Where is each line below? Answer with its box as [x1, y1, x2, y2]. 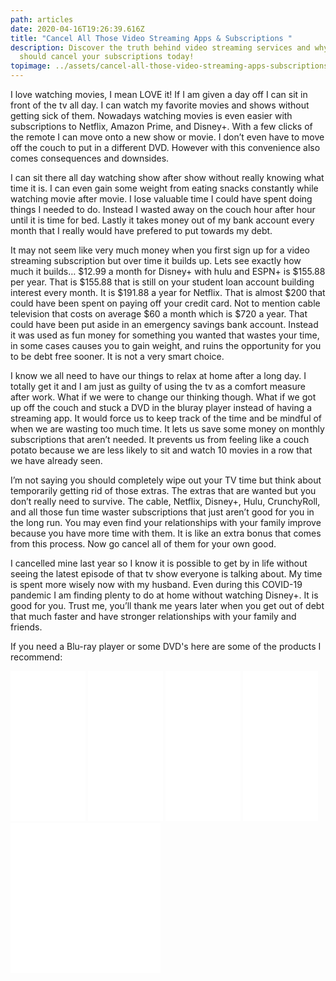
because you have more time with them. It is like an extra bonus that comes [10, 527, 322, 539]
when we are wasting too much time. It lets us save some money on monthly [10, 423, 325, 435]
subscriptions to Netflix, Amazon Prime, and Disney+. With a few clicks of [10, 121, 313, 132]
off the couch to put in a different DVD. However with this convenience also [10, 142, 321, 153]
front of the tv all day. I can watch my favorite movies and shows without [10, 99, 310, 111]
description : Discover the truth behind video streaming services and [10, 42, 311, 53]
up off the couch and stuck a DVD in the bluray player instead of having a [10, 402, 313, 413]
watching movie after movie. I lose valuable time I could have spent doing [10, 193, 313, 205]
